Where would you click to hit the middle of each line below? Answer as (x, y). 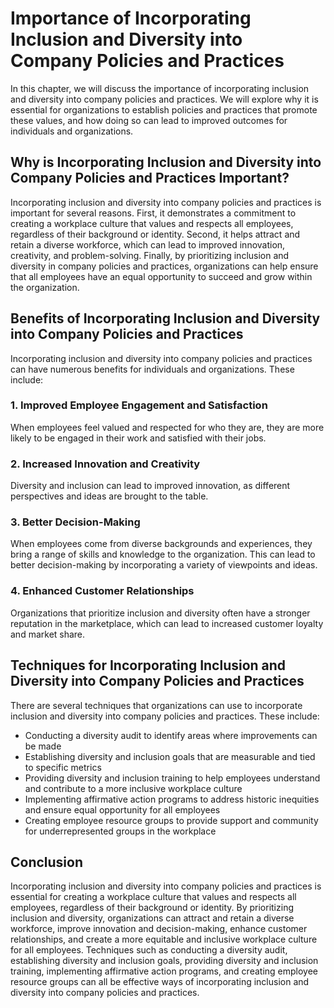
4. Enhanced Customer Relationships (102, 591)
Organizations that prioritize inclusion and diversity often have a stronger (160, 613)
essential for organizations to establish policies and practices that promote (164, 109)
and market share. (48, 634)
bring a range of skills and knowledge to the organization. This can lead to (163, 554)
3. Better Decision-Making (75, 522)
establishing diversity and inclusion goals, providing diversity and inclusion (164, 961)
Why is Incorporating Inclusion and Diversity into (166, 162)
